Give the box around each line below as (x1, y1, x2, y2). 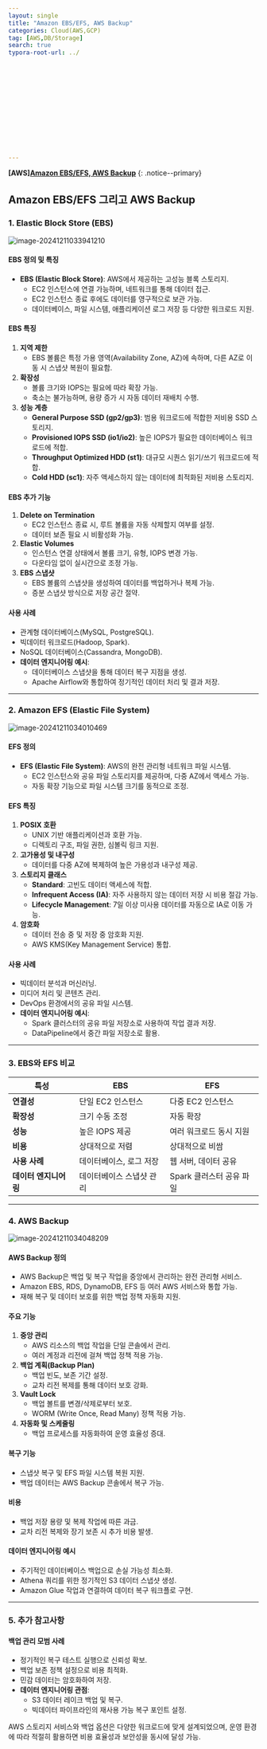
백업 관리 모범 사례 (8, 1636, 65, 1645)
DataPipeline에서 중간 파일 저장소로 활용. (31, 1029, 161, 1038)
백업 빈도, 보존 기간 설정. (31, 1371, 109, 1380)
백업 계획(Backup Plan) (19, 1360, 95, 1371)
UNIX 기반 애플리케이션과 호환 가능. (31, 830, 143, 840)
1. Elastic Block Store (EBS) (8, 218, 114, 229)
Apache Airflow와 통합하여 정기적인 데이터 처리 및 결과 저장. (31, 676, 220, 686)
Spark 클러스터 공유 (169, 1171, 241, 1182)
